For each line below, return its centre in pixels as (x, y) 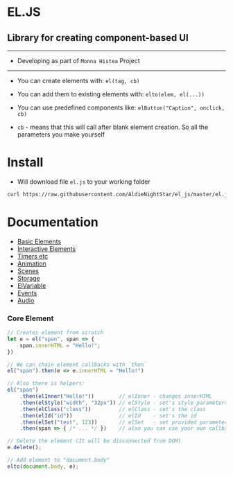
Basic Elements (39, 241)
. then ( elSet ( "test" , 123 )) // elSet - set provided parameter (124, 422)
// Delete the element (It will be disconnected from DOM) (94, 441)
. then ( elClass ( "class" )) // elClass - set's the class (113, 409)
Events (27, 293)
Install (25, 163)
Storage (28, 278)
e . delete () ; (24, 448)
